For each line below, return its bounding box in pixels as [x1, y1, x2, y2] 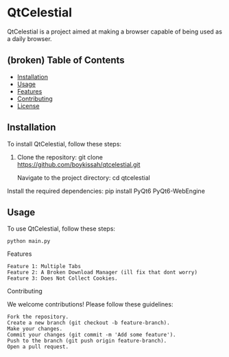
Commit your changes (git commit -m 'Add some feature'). [7, 332, 176, 339]
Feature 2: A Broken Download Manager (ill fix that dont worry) [7, 269, 197, 276]
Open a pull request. [7, 343, 69, 350]
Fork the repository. [7, 313, 69, 321]
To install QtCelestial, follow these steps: [7, 140, 122, 148]
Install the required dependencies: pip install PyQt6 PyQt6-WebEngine [7, 187, 206, 195]
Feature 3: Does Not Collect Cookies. [7, 275, 118, 282]
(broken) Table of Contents [7, 55, 125, 66]
